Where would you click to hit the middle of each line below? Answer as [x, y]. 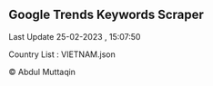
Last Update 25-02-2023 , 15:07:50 [75, 36]
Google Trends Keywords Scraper [106, 15]
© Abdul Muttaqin [42, 72]
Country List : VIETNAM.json [62, 54]
